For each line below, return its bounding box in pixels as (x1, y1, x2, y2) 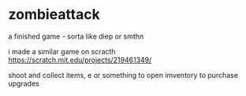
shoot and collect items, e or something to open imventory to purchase (8, 70, 239, 79)
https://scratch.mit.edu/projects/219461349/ (8, 55, 152, 65)
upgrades (8, 79, 39, 88)
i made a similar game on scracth (8, 46, 116, 56)
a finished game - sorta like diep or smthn (8, 31, 144, 41)
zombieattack (8, 6, 100, 24)
